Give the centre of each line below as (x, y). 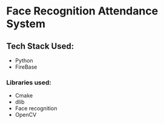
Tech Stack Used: (40, 46)
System (26, 24)
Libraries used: (29, 82)
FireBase (26, 67)
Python (24, 60)
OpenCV (26, 115)
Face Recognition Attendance (82, 11)
